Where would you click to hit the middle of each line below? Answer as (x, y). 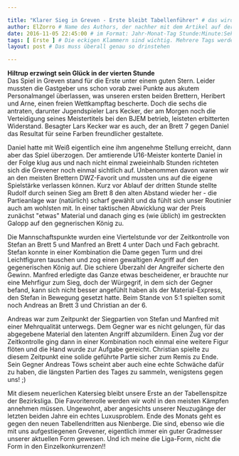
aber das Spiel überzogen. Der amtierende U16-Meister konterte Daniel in (115, 155)
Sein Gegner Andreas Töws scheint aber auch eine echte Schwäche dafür (116, 365)
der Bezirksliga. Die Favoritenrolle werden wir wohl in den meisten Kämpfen (118, 401)
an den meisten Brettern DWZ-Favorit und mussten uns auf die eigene (110, 178)
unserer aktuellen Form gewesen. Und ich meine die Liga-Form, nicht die (114, 439)
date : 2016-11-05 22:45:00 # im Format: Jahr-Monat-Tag (92, 33)
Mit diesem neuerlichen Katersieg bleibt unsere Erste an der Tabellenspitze (117, 393)
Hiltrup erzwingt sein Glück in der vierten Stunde (81, 73)
